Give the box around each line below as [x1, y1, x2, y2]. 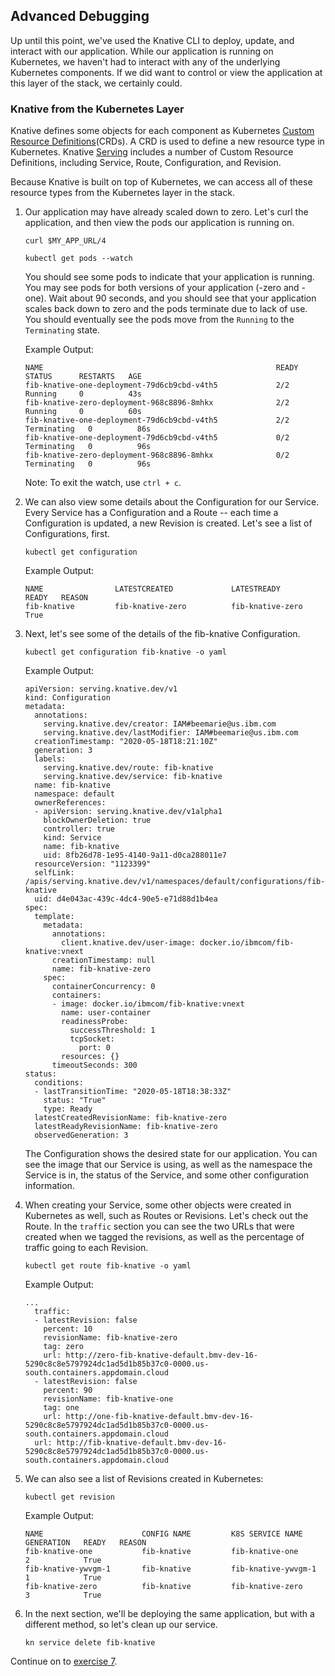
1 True [24, 1573, 102, 1583]
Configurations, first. [24, 528, 111, 540]
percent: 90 [43, 1385, 93, 1396]
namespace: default [34, 789, 115, 799]
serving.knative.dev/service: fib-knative [43, 772, 223, 782]
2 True [24, 1555, 102, 1566]
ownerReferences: [34, 798, 107, 808]
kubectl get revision [24, 1492, 115, 1503]
